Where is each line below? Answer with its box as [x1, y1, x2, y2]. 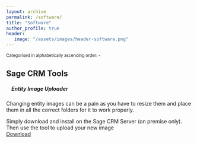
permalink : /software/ [6, 14, 62, 20]
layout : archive [6, 8, 46, 15]
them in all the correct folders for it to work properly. [6, 106, 135, 113]
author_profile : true [6, 25, 60, 31]
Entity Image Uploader [11, 85, 68, 92]
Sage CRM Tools [6, 69, 68, 79]
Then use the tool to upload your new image [6, 124, 115, 131]
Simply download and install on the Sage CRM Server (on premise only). [6, 118, 183, 125]
